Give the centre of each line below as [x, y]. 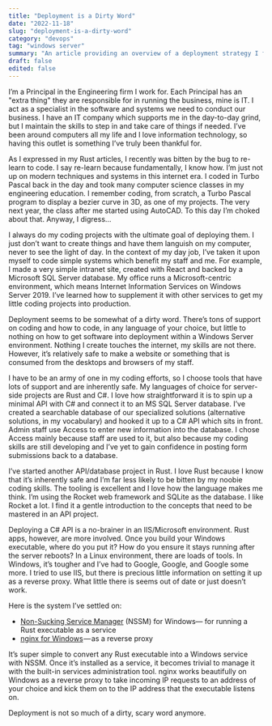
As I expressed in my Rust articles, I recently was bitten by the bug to [123, 159]
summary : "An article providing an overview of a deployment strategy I [134, 53]
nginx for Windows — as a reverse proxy [87, 638]
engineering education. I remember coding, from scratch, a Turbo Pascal [130, 193]
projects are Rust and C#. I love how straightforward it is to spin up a [138, 395]
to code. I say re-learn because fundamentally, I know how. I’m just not [145, 168]
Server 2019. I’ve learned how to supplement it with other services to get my [136, 295]
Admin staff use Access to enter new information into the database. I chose [134, 429]
